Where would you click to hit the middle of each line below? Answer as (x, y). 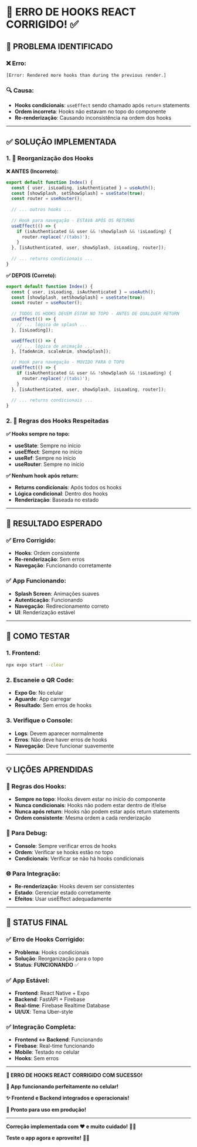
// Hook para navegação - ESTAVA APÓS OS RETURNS (73, 220)
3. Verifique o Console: (40, 720)
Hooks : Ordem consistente (47, 553)
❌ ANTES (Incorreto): (33, 171)
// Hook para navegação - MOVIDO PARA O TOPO (68, 362)
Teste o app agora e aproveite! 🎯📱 (48, 1138)
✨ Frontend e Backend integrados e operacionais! (68, 1098)
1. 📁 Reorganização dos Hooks (50, 158)
